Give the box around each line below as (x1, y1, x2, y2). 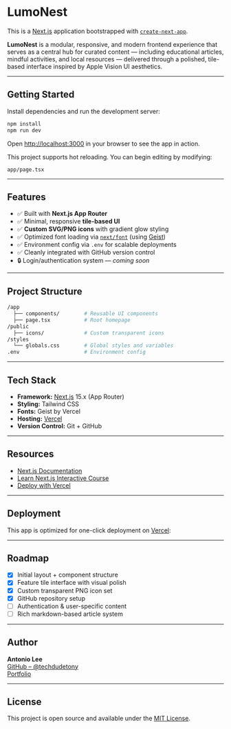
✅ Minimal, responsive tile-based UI (16, 217, 120, 226)
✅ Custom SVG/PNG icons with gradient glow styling (16, 225, 169, 233)
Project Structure (7, 286, 82, 297)
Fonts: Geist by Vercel (16, 407, 81, 415)
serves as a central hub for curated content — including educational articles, (7, 48, 224, 56)
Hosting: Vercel (16, 415, 63, 423)
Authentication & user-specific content (16, 601, 127, 610)
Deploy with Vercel (16, 481, 71, 490)
